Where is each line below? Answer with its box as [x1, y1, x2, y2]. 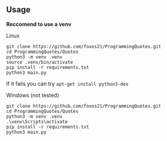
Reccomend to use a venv [6, 20, 72, 27]
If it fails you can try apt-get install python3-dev [6, 80, 129, 87]
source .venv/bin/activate [6, 59, 73, 65]
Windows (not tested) [6, 92, 60, 99]
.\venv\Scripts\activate [6, 118, 68, 124]
